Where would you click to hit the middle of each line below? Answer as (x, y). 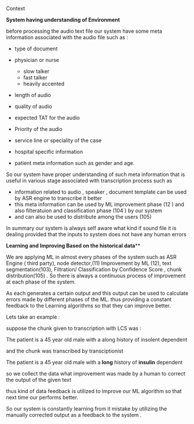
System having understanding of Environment (63, 20)
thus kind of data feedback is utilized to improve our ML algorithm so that (94, 391)
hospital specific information (49, 152)
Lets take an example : (33, 317)
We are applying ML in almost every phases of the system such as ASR (91, 257)
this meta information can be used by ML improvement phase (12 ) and (99, 204)
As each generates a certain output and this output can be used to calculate (97, 293)
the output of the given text (39, 380)
